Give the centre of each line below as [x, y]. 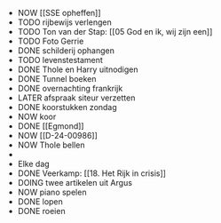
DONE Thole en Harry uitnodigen [78, 69]
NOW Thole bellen [51, 145]
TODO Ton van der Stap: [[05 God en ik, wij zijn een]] [115, 32]
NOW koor [37, 116]
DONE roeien [41, 211]
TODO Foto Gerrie [51, 41]
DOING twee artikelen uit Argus [75, 183]
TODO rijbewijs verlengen [65, 22]
